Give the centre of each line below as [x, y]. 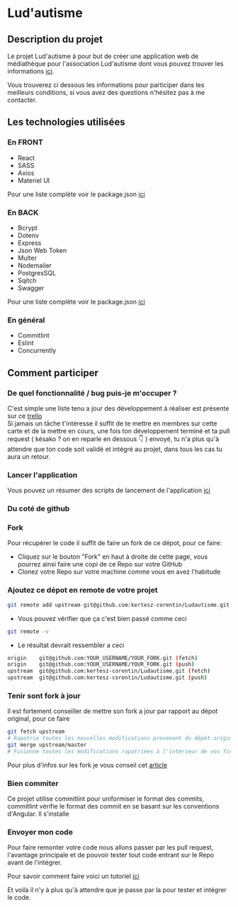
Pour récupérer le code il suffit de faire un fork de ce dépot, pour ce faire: [114, 543]
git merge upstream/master [47, 745]
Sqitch [27, 280]
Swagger [31, 287]
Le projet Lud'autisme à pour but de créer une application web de [103, 56]
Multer [27, 258]
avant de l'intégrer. [35, 862]
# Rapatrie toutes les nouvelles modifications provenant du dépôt [109, 738]
